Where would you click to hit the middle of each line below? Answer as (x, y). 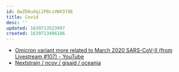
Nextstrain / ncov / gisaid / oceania (58, 63)
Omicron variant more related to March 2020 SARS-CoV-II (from (94, 50)
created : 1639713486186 (36, 34)
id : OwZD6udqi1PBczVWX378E (40, 12)
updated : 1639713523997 (36, 28)
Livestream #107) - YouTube (50, 57)
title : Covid (22, 17)
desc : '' (17, 22)
